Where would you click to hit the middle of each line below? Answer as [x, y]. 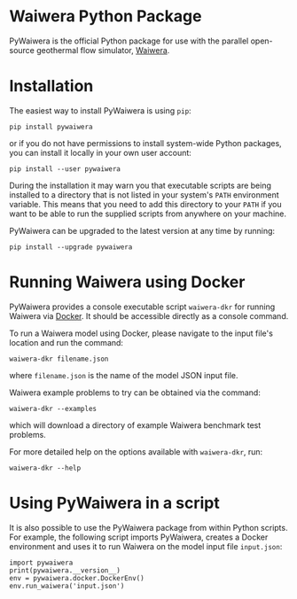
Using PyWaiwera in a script [114, 503]
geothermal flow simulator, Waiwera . [103, 50]
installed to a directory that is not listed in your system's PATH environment [144, 194]
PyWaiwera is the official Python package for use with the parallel [129, 41]
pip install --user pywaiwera [65, 169]
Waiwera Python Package [106, 16]
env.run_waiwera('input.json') [67, 586]
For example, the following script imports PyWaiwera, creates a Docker [139, 537]
